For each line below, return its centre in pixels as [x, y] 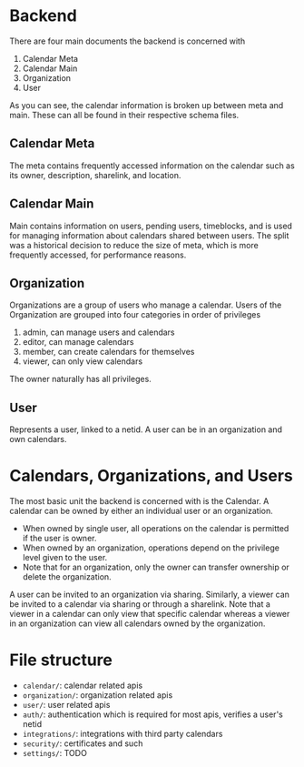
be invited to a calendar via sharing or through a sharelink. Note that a [140, 604]
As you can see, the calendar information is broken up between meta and [147, 105]
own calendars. [38, 439]
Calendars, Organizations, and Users [151, 476]
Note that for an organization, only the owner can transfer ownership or [156, 567]
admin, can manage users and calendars [98, 332]
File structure [61, 660]
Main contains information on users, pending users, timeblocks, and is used [151, 226]
